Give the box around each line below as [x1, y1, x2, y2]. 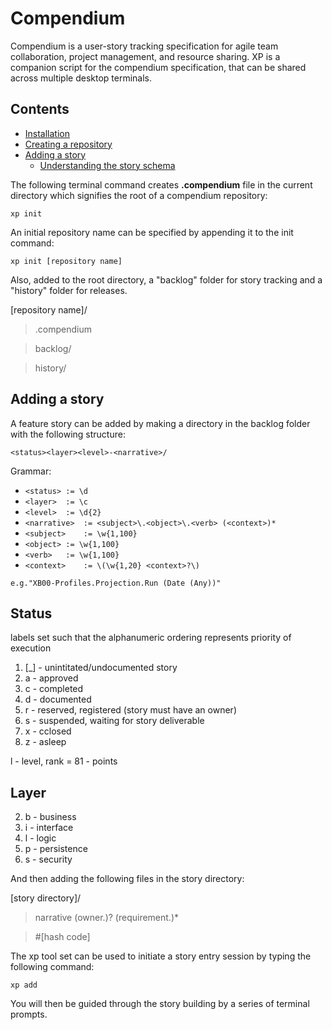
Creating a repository [24, 138, 113, 150]
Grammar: [10, 465, 52, 477]
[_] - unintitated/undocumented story [24, 662, 178, 674]
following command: [10, 961, 95, 973]
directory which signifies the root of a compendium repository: [10, 189, 268, 201]
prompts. [10, 1008, 48, 1021]
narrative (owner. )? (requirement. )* [34, 912, 180, 924]
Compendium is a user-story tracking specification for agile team [10, 40, 279, 52]
